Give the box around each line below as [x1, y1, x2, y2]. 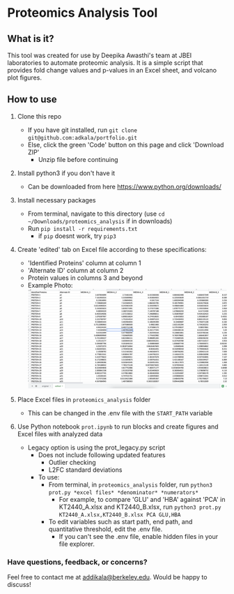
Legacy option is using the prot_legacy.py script [27, 443, 166, 452]
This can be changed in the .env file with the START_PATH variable [27, 409, 213, 417]
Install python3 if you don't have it [17, 169, 116, 177]
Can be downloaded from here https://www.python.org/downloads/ [27, 182, 221, 191]
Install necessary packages [17, 195, 96, 204]
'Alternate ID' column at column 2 [27, 266, 124, 274]
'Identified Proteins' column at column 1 [27, 258, 141, 267]
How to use [7, 94, 57, 105]
